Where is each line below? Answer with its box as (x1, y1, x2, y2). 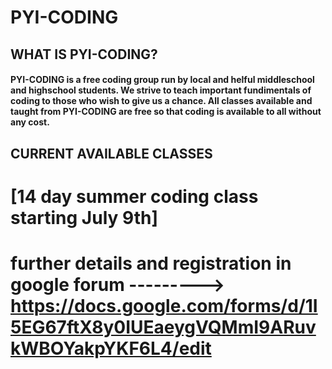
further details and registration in (10, 252, 292, 275)
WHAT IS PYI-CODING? (10, 46, 158, 63)
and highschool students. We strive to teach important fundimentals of (10, 84, 312, 96)
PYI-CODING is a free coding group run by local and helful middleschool (10, 74, 315, 86)
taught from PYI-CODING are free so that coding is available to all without (10, 106, 322, 118)
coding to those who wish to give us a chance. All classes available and (10, 95, 313, 107)
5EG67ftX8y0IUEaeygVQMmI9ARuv (10, 316, 317, 338)
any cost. (10, 116, 50, 128)
